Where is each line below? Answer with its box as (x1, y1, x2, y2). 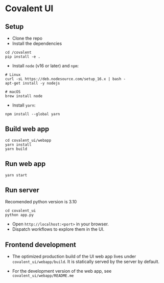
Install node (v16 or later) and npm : (12, 63, 79, 68)
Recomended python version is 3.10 (5, 199, 77, 205)
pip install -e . (5, 54, 41, 59)
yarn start (5, 173, 27, 177)
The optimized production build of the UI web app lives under (12, 254, 136, 260)
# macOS (5, 89, 21, 94)
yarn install (5, 142, 32, 147)
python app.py (5, 213, 34, 218)
